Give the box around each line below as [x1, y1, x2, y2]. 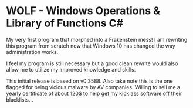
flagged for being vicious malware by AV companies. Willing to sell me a [6, 83, 181, 90]
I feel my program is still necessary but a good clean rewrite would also [6, 60, 178, 67]
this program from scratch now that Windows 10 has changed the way [6, 42, 176, 49]
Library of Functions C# [6, 16, 124, 30]
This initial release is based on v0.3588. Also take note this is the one [6, 77, 173, 85]
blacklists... [6, 96, 33, 103]
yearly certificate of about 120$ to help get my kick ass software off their [6, 90, 182, 97]
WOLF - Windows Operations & [6, 4, 160, 18]
